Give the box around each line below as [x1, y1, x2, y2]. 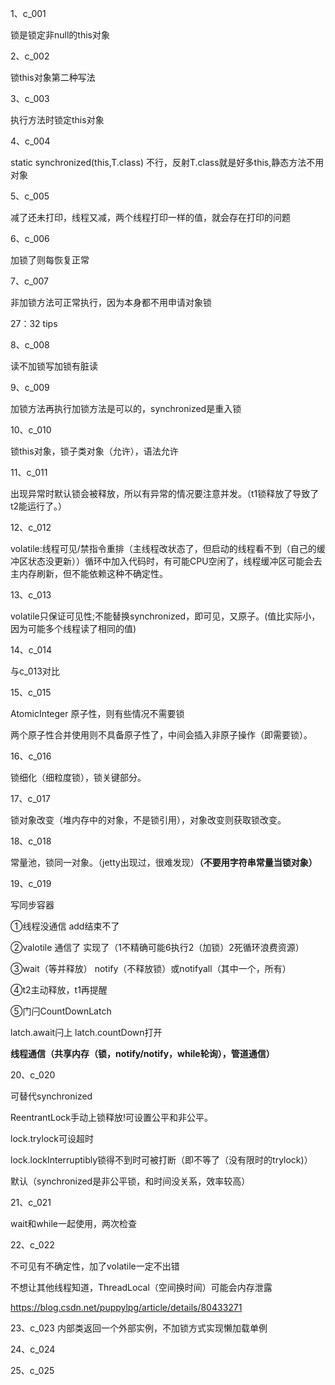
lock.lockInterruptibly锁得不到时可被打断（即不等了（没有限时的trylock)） [10, 1154, 313, 1166]
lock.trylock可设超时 [10, 1133, 94, 1144]
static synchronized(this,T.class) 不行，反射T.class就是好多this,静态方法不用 [10, 157, 325, 168]
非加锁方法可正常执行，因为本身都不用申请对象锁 [10, 297, 212, 308]
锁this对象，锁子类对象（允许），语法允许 [10, 445, 179, 457]
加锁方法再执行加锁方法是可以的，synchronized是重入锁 [10, 403, 242, 414]
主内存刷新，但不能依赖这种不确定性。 [10, 568, 168, 579]
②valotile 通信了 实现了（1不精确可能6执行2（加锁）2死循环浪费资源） [10, 942, 305, 953]
